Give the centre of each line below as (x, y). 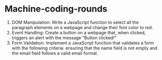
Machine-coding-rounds (56, 9)
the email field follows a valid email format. (55, 53)
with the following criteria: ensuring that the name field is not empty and (84, 48)
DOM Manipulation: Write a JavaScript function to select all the (75, 22)
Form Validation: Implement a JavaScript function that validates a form (83, 43)
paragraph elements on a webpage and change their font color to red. (82, 27)
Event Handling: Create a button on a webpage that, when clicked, (79, 32)
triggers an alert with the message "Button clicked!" (64, 38)
